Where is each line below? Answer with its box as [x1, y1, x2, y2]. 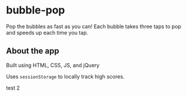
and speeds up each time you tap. [6, 29, 89, 36]
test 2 [6, 84, 21, 91]
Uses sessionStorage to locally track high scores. [6, 73, 125, 80]
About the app [6, 46, 60, 56]
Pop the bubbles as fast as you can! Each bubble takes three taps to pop [6, 23, 182, 30]
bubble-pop [6, 4, 66, 17]
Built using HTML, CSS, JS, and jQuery [6, 61, 100, 68]
